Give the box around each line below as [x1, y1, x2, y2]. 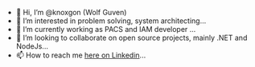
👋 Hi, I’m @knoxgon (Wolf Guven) [15, 8, 127, 17]
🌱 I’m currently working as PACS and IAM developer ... [15, 25, 196, 33]
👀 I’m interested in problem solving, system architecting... [15, 16, 207, 26]
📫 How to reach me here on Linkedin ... [15, 50, 146, 60]
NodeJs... [15, 41, 48, 51]
